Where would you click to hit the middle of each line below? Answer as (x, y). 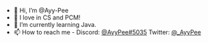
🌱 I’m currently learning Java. (55, 25)
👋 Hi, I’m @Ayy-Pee (41, 10)
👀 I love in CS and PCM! (47, 17)
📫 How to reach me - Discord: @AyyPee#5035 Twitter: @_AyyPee (107, 32)
